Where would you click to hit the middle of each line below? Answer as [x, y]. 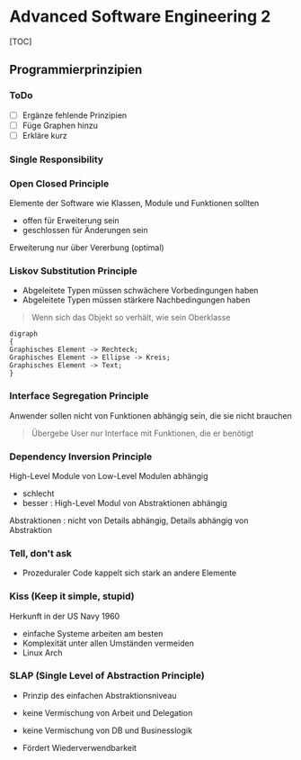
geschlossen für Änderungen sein [85, 231]
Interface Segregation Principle [79, 396]
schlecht [38, 493]
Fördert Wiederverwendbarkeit [80, 747]
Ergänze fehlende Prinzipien [75, 115]
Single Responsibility [57, 159]
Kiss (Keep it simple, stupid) [72, 596]
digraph [24, 334]
